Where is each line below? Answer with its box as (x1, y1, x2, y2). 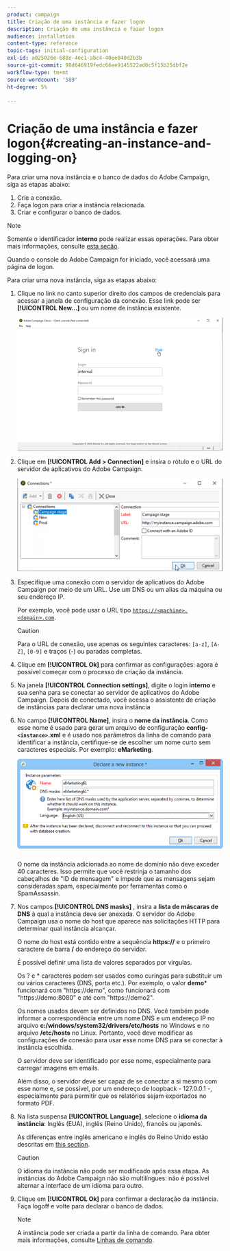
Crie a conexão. (16, 194, 62, 202)
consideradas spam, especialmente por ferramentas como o (16, 882, 188, 890)
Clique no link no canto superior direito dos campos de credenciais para (16, 289, 221, 298)
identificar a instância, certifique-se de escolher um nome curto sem (16, 738, 211, 746)
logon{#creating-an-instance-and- (7, 136, 212, 151)
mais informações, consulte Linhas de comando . (16, 1236, 154, 1244)
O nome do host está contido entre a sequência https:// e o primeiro (16, 937, 211, 945)
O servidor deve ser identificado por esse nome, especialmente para (16, 1056, 211, 1064)
